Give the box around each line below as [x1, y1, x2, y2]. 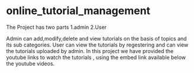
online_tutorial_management [6, 4, 151, 18]
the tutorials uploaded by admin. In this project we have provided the [6, 47, 174, 54]
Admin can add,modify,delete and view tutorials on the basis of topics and [6, 35, 187, 42]
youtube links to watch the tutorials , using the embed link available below [6, 54, 186, 61]
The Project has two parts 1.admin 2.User [6, 24, 107, 31]
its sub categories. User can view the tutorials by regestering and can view [6, 41, 189, 48]
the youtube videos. [6, 60, 55, 67]
